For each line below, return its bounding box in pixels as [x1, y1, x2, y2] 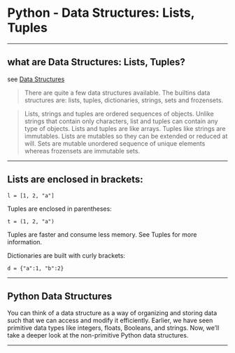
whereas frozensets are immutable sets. [24, 146, 141, 155]
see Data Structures [7, 75, 65, 83]
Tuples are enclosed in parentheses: [7, 205, 112, 213]
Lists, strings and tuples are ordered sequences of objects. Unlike [24, 109, 215, 118]
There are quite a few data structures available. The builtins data [24, 88, 211, 97]
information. [7, 237, 43, 246]
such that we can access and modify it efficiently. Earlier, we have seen [7, 317, 213, 325]
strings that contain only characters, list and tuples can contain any [24, 117, 218, 125]
